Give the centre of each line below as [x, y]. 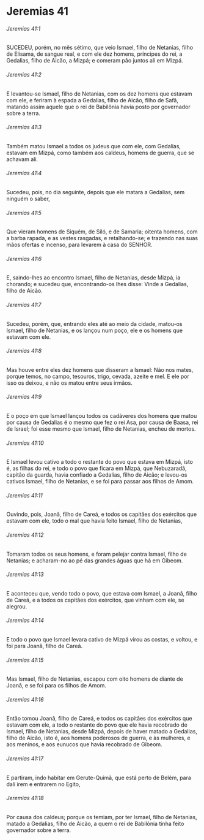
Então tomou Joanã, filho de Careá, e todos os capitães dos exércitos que [99, 719]
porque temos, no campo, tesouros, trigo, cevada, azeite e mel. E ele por [98, 376]
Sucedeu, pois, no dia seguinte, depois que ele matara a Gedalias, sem [96, 192]
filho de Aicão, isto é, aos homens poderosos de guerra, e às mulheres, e [98, 738]
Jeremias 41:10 [25, 443]
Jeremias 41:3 [24, 127]
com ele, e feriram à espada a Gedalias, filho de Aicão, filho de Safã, [93, 100]
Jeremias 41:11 [24, 495]
